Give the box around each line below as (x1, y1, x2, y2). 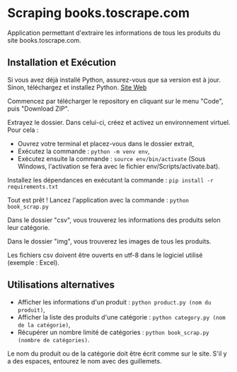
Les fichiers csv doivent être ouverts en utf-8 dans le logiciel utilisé (7, 251, 203, 259)
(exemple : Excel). (7, 258, 60, 267)
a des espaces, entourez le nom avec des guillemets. (7, 356, 162, 365)
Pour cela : (7, 126, 39, 134)
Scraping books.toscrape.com (7, 5, 190, 21)
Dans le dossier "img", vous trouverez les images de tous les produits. (7, 236, 212, 246)
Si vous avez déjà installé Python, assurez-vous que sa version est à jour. (7, 75, 221, 84)
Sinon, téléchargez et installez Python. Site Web (7, 83, 147, 92)
